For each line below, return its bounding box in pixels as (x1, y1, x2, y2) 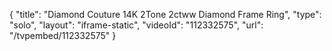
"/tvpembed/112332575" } (9, 30, 117, 41)
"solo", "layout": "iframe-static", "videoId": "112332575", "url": (9, 19, 264, 31)
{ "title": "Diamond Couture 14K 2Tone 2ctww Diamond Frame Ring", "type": (9, 9, 322, 20)
